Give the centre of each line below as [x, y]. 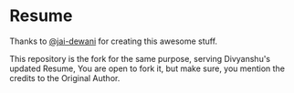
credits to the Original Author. [65, 77]
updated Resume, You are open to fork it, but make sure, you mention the [147, 68]
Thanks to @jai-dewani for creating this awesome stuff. [113, 41]
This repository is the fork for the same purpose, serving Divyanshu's [140, 58]
